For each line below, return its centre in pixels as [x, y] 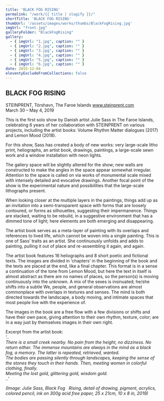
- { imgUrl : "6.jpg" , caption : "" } [47, 64]
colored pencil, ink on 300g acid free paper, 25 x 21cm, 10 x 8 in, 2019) [77, 393]
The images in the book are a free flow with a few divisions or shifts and [78, 312]
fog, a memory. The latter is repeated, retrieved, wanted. [63, 353]
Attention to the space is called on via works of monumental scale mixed [78, 175]
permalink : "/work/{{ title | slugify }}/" [51, 14]
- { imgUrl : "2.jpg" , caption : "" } [47, 46]
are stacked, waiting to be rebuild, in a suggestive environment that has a [79, 215]
